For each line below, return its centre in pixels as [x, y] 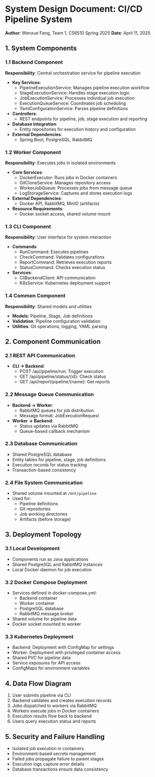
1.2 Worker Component [33, 152]
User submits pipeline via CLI [42, 695]
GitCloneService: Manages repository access [65, 182]
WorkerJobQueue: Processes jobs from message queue [76, 188]
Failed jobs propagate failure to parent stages [58, 759]
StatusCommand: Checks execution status [62, 267]
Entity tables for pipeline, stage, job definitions [59, 459]
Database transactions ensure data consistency [60, 769]
